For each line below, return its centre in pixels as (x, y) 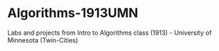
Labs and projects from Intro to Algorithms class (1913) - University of (109, 33)
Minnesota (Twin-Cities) (43, 40)
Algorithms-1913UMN (73, 13)
